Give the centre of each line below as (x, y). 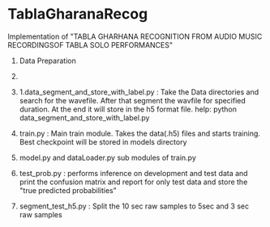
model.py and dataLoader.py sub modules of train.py (107, 158)
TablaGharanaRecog (78, 14)
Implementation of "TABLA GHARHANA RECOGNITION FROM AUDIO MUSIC (135, 36)
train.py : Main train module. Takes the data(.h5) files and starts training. (140, 133)
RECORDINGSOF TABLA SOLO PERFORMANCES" (90, 44)
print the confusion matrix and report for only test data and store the (133, 182)
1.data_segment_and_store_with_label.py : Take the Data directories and (139, 92)
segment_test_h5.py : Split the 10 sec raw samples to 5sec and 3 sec (134, 206)
